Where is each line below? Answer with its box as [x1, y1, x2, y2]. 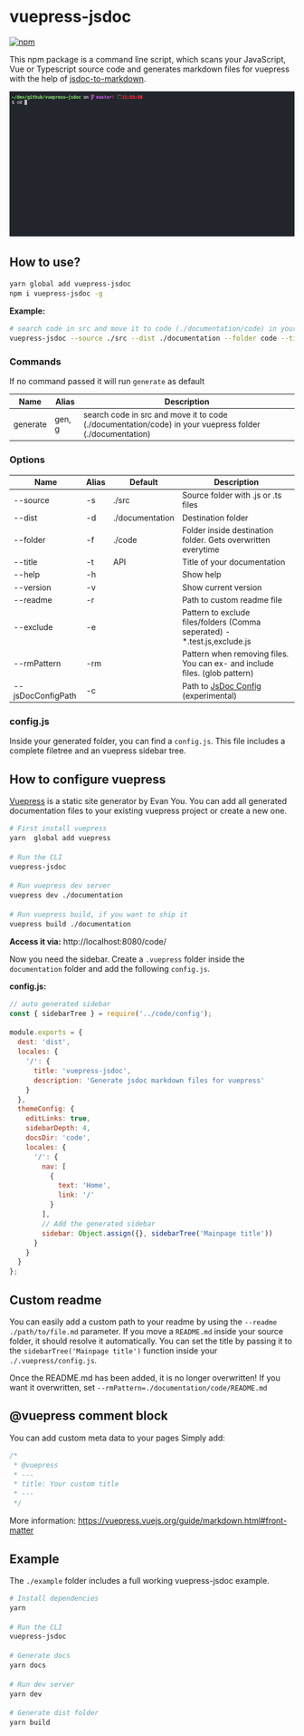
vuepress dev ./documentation [9, 891, 124, 900]
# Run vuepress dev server [9, 881, 111, 890]
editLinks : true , [25, 1114, 91, 1123]
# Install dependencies [9, 1594, 100, 1603]
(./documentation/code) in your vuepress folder [82, 419, 261, 430]
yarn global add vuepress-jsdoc [9, 279, 131, 289]
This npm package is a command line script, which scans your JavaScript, [9, 53, 287, 64]
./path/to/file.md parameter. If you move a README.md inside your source [9, 1326, 283, 1337]
